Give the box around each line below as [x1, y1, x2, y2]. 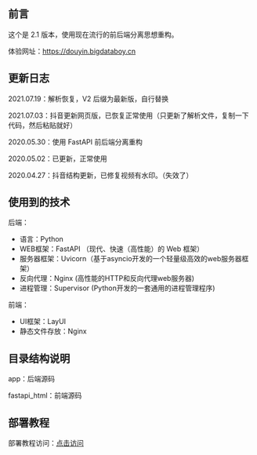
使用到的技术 [8, 195, 71, 209]
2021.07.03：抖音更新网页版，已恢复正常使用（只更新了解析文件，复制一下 [8, 111, 249, 120]
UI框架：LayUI [19, 317, 67, 326]
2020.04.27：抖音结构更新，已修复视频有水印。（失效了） [8, 170, 194, 180]
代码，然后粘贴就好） [8, 120, 77, 129]
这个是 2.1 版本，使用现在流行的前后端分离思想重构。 [8, 30, 179, 39]
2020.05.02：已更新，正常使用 [8, 154, 107, 163]
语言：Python [19, 235, 64, 244]
